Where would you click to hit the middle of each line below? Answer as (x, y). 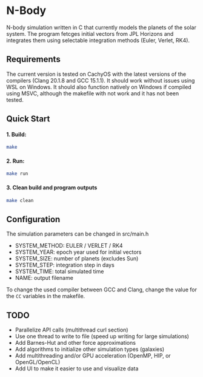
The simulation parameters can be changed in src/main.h (78, 234)
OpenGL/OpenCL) (38, 362)
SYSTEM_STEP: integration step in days (65, 265)
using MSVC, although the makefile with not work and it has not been (93, 93)
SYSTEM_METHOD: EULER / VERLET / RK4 (69, 246)
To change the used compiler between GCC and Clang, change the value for (102, 290)
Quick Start (28, 119)
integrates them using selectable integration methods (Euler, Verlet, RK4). (98, 40)
